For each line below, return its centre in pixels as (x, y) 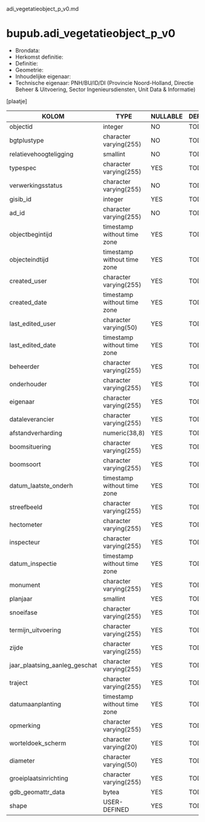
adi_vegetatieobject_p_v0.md (43, 9)
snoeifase (23, 612)
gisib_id (20, 199)
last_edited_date (33, 345)
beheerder (24, 366)
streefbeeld (26, 507)
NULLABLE (167, 116)
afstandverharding (36, 433)
